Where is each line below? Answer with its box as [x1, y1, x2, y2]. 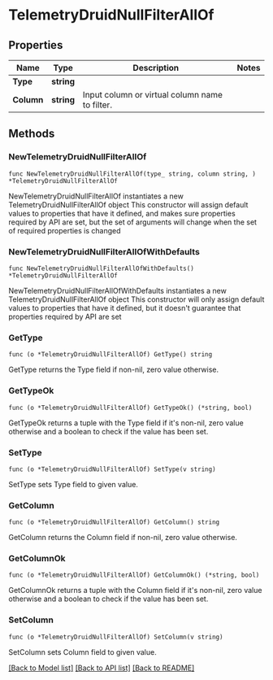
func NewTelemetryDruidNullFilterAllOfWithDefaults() [8, 264, 195, 272]
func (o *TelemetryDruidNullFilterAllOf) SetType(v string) [8, 465, 217, 473]
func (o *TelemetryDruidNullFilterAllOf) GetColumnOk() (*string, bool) [8, 571, 260, 579]
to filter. [82, 99, 112, 111]
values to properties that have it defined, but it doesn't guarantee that [8, 303, 241, 312]
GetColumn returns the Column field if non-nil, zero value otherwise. [8, 533, 238, 543]
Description [132, 63, 180, 73]
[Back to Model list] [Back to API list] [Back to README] [8, 663, 195, 673]
